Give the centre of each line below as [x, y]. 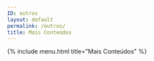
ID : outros [23, 13]
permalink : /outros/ [37, 26]
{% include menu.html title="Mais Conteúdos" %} [77, 52]
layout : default [30, 20]
